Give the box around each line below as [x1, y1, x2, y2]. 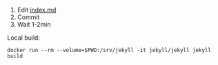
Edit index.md [17, 6, 57, 14]
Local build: [7, 34, 40, 42]
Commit [17, 13, 40, 21]
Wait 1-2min [17, 21, 51, 28]
